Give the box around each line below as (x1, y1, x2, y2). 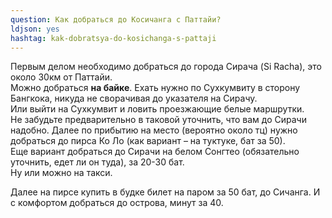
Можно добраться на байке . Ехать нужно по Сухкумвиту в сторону (10, 82, 301, 94)
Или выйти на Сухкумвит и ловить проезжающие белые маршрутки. (10, 103, 305, 115)
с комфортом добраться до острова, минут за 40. (10, 197, 224, 209)
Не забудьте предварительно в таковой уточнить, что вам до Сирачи (10, 114, 307, 126)
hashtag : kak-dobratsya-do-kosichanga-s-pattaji (10, 33, 217, 43)
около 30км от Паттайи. (10, 71, 113, 83)
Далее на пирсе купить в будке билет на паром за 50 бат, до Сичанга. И (10, 186, 321, 198)
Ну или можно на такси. (10, 167, 113, 179)
